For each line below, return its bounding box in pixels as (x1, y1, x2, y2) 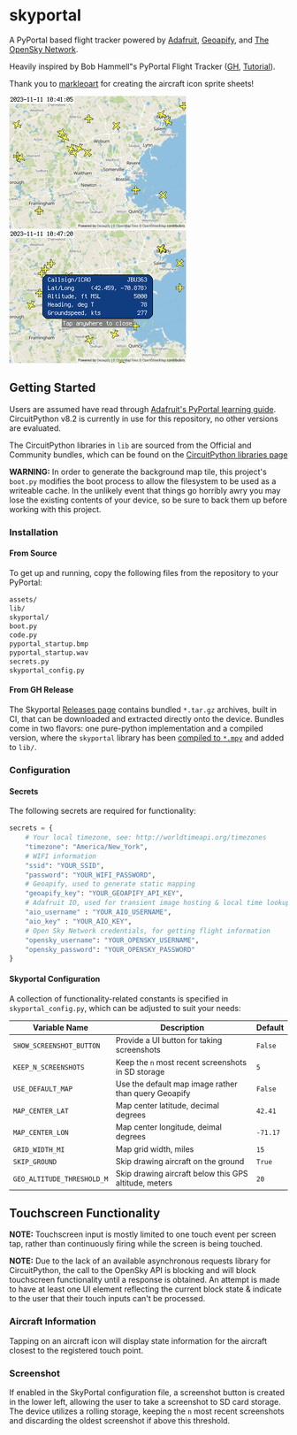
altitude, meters (115, 1178, 173, 1188)
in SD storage (115, 1066, 165, 1077)
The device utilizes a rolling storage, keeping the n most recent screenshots (9, 1406, 285, 1416)
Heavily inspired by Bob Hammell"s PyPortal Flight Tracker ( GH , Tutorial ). (9, 61, 276, 72)
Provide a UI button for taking (115, 1035, 223, 1046)
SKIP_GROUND (12, 1157, 57, 1166)
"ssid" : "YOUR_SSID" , (25, 861, 104, 870)
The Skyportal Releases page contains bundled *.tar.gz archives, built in (9, 704, 277, 715)
